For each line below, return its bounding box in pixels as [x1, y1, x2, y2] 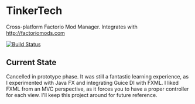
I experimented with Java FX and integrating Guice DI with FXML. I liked [6, 79, 179, 86]
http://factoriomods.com [6, 29, 66, 36]
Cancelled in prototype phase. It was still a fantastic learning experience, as [6, 73, 189, 80]
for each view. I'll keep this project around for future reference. [6, 91, 158, 98]
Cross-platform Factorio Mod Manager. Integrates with [6, 23, 138, 30]
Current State [6, 58, 57, 67]
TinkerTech [6, 4, 63, 17]
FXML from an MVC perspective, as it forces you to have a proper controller [6, 85, 189, 92]
